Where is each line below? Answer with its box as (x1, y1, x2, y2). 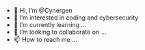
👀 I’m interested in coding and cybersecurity (13, 14, 139, 22)
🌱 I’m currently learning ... (13, 21, 87, 28)
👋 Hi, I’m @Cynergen (13, 7, 73, 14)
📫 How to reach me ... (13, 36, 77, 43)
